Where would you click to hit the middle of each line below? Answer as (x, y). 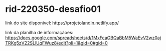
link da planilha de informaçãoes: (39, 32)
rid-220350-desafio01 (53, 9)
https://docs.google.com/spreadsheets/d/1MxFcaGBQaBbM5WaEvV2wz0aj (83, 38)
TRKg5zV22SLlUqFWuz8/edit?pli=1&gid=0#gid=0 (56, 43)
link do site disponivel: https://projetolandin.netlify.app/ (62, 23)
